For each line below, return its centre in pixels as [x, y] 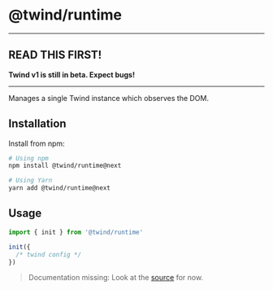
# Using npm [28, 158]
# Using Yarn [30, 181]
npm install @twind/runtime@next [65, 166]
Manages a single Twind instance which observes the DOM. [109, 98]
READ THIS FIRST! [55, 55]
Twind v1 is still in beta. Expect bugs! [72, 74]
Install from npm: [37, 143]
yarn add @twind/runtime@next [60, 188]
